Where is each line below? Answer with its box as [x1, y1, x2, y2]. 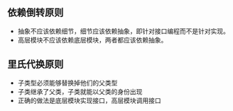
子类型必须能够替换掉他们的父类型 [17, 78, 118, 87]
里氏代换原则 [7, 59, 64, 71]
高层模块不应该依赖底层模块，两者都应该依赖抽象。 [17, 35, 168, 44]
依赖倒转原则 [7, 6, 64, 19]
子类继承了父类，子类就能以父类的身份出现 [17, 87, 143, 95]
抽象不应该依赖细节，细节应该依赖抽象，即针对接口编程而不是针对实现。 [17, 27, 229, 35]
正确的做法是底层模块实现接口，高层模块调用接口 [17, 96, 161, 105]
